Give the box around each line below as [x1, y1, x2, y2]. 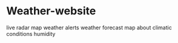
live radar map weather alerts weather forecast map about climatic [6, 24, 173, 31]
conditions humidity [6, 30, 56, 37]
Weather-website [6, 4, 96, 18]
